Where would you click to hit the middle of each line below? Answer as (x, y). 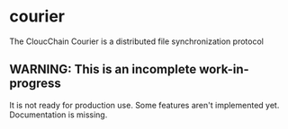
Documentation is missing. (58, 115)
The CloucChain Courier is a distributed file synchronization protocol (136, 41)
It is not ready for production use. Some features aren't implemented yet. (144, 105)
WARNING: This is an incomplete (103, 69)
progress (35, 84)
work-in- (224, 69)
